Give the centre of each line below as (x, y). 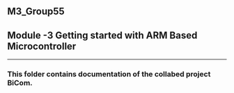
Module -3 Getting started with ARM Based (102, 35)
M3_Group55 (36, 12)
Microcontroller (42, 46)
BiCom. (20, 83)
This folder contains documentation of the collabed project (109, 74)
